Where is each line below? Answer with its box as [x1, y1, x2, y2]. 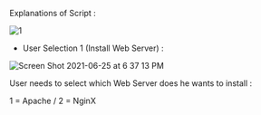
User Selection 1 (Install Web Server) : [22, 43, 165, 53]
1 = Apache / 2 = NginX [9, 95, 97, 106]
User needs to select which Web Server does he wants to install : [9, 78, 253, 89]
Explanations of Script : [9, 8, 97, 18]
